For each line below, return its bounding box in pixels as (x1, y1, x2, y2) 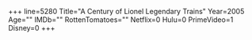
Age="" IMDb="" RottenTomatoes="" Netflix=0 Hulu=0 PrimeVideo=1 (8, 15, 234, 24)
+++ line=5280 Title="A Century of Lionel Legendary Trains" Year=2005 (8, 7, 245, 16)
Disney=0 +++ (8, 24, 55, 32)
